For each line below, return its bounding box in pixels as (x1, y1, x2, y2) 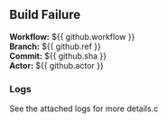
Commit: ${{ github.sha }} (9, 50, 107, 61)
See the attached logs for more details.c (9, 103, 159, 114)
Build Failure (9, 7, 81, 23)
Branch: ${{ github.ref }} (9, 41, 102, 52)
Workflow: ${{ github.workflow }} (9, 31, 135, 42)
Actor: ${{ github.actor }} (9, 60, 104, 71)
